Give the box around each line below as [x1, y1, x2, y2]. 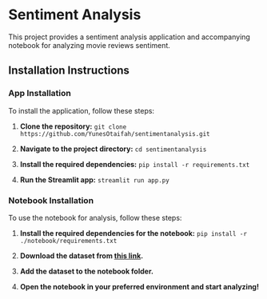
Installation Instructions [8, 64, 130, 78]
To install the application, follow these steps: [8, 106, 154, 115]
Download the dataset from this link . [19, 250, 144, 261]
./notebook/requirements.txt [19, 237, 118, 245]
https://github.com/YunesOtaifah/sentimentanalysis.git [19, 130, 210, 138]
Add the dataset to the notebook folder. [19, 266, 154, 276]
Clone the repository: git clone [19, 122, 127, 131]
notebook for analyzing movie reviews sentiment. [8, 40, 170, 50]
